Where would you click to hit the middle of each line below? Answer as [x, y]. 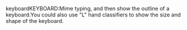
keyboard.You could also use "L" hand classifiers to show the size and [93, 15]
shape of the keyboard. [35, 21]
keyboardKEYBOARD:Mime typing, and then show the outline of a [88, 9]
